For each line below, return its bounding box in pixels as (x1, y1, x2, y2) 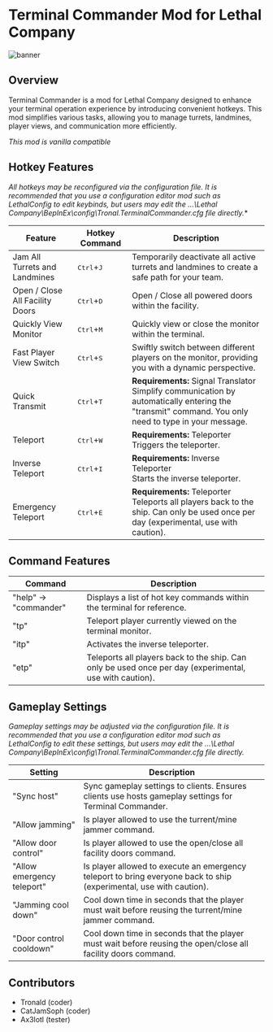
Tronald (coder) (19, 998, 73, 1007)
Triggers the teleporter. (131, 439, 221, 451)
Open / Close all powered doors (131, 290, 253, 301)
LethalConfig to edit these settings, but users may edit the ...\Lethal (8, 738, 235, 749)
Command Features (8, 554, 110, 568)
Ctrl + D (76, 294, 103, 306)
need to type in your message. (131, 416, 248, 427)
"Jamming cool (12, 899, 69, 911)
